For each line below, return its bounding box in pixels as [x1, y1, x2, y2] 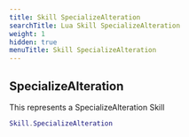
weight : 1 [9, 29, 46, 38]
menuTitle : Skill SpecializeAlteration [9, 46, 157, 55]
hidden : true [9, 37, 58, 47]
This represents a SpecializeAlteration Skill [9, 102, 165, 112]
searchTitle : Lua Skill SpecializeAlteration [9, 21, 180, 30]
